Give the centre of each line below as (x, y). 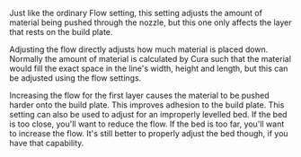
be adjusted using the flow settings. (75, 78)
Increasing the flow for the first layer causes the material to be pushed (139, 95)
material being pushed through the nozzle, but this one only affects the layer (150, 22)
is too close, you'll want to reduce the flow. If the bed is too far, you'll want (147, 124)
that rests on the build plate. (61, 32)
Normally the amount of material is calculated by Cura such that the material (150, 59)
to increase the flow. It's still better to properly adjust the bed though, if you (149, 133)
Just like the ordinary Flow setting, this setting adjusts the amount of (136, 13)
